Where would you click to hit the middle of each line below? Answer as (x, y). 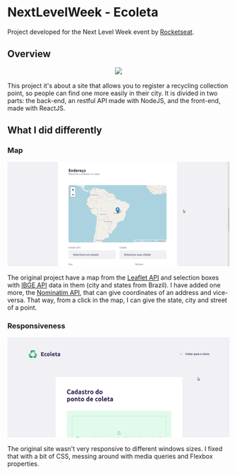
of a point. (22, 307)
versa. (17, 300)
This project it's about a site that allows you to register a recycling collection (118, 85)
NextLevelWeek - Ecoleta (83, 12)
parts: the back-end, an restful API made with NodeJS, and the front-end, (114, 100)
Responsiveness (36, 325)
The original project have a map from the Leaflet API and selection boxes (113, 277)
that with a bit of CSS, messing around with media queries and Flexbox (110, 457)
